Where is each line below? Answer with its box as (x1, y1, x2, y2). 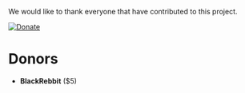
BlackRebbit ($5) (19, 76, 78, 86)
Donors (8, 50, 58, 68)
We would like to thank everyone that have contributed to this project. (8, 7, 238, 16)
